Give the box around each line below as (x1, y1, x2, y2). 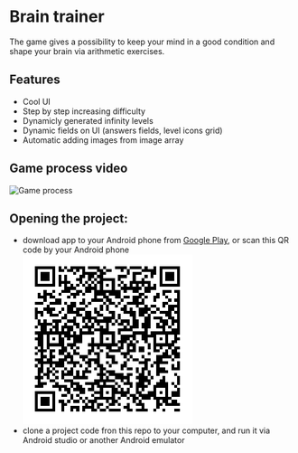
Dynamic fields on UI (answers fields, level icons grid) (22, 125, 223, 136)
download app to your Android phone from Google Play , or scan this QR (22, 235, 290, 246)
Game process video (9, 161, 128, 176)
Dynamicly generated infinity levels (22, 115, 154, 126)
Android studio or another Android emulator (22, 435, 185, 446)
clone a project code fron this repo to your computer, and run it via (22, 425, 271, 436)
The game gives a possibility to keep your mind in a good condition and (9, 36, 275, 47)
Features (9, 72, 61, 88)
